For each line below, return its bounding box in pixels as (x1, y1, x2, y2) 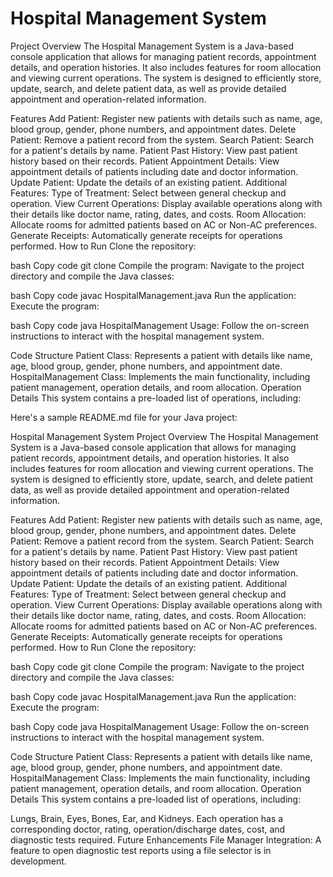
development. (10, 855, 67, 867)
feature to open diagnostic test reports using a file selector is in (10, 844, 272, 856)
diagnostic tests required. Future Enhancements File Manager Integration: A (10, 833, 322, 846)
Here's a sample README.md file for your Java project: (10, 411, 238, 423)
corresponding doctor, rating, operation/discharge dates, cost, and (10, 823, 286, 835)
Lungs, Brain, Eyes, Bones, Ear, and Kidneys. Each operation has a (10, 812, 284, 824)
